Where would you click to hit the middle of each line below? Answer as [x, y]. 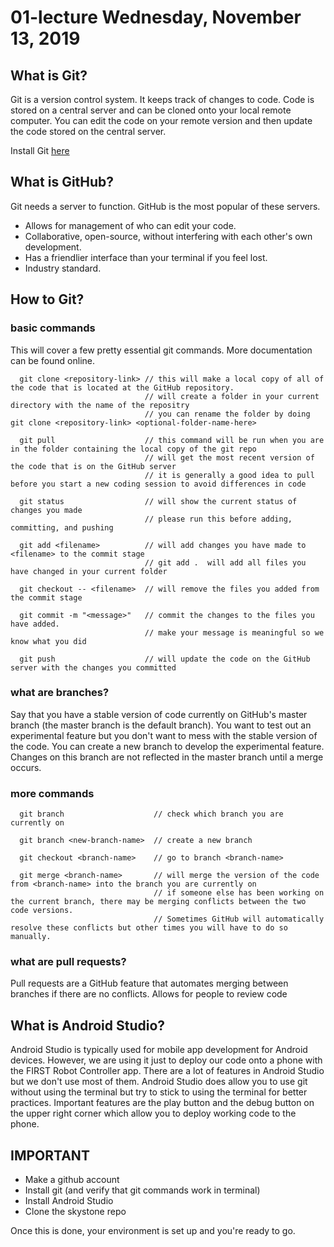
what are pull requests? [68, 962]
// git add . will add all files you [225, 562]
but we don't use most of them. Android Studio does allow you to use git [159, 1082]
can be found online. [53, 360]
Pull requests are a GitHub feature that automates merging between [149, 983]
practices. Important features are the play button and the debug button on [162, 1103]
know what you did [48, 641]
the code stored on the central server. [88, 131]
